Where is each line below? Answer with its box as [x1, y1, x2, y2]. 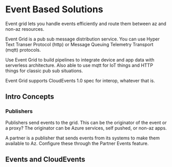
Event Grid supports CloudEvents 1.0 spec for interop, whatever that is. [5, 77, 156, 83]
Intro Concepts [5, 92, 54, 101]
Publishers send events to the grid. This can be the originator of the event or [5, 119, 167, 126]
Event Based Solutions [5, 4, 104, 15]
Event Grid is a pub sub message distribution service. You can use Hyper [5, 36, 160, 42]
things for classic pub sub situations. [5, 68, 83, 74]
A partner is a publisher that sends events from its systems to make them [5, 135, 160, 141]
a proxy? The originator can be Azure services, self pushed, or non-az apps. [5, 124, 167, 131]
